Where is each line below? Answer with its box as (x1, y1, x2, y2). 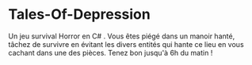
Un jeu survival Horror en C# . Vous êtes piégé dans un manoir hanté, (8, 31, 235, 41)
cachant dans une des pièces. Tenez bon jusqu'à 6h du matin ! (8, 48, 213, 57)
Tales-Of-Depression (8, 5, 151, 23)
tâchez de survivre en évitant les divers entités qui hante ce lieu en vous (8, 39, 244, 49)
